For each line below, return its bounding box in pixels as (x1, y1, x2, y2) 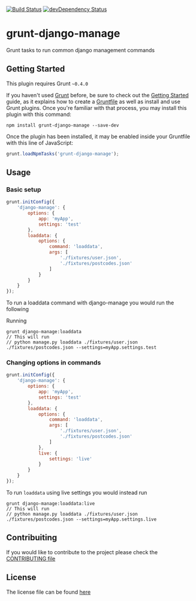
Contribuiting (6, 533, 58, 543)
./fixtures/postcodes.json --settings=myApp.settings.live (6, 516, 157, 522)
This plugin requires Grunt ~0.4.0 (6, 80, 89, 87)
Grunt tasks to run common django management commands (6, 46, 155, 53)
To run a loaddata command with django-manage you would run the (6, 299, 174, 306)
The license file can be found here (6, 588, 91, 596)
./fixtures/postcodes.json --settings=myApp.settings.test (6, 345, 157, 351)
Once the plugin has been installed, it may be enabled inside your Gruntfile (6, 133, 191, 140)
